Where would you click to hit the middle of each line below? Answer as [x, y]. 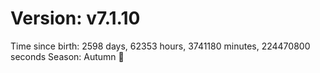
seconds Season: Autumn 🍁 [67, 56]
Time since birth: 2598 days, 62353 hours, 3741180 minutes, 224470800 [160, 46]
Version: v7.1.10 [75, 18]
